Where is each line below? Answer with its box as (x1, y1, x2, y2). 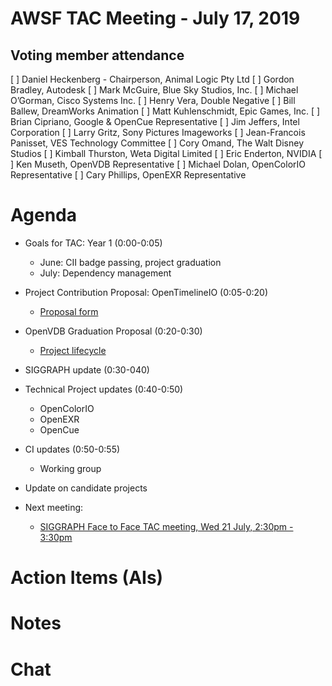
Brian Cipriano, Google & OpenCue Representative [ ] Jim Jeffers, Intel (10, 116, 300, 127)
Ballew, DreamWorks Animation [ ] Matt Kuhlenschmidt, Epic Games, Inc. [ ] (10, 105, 321, 117)
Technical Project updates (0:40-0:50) (24, 383, 184, 395)
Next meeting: (24, 501, 84, 513)
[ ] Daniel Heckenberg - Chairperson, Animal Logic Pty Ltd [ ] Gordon (10, 73, 295, 85)
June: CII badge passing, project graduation (39, 256, 222, 268)
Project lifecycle (39, 344, 107, 356)
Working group (39, 462, 102, 474)
